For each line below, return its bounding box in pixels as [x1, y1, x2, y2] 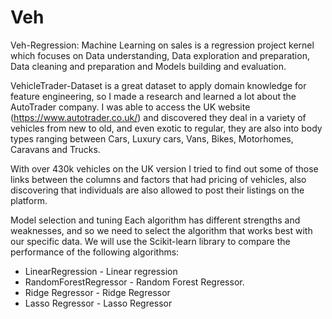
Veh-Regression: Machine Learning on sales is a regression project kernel [10, 39, 315, 51]
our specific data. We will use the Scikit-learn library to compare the [10, 235, 291, 247]
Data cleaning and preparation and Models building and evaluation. [10, 60, 287, 72]
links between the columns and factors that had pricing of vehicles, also [10, 173, 307, 185]
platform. [10, 194, 48, 206]
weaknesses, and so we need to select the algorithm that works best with [10, 224, 313, 236]
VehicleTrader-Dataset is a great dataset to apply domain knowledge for [10, 79, 307, 91]
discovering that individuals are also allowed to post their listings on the [10, 184, 305, 196]
